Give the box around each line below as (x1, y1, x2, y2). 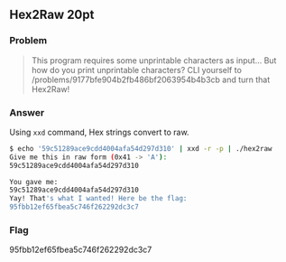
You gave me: (9, 177, 59, 186)
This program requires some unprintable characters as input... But (31, 54, 277, 66)
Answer (9, 106, 45, 118)
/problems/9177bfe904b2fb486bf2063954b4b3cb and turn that (31, 74, 271, 85)
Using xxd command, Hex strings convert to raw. (9, 126, 189, 137)
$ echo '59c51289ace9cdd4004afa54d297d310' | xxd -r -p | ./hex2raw (9, 144, 272, 153)
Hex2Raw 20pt (9, 7, 95, 23)
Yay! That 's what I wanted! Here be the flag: (9, 194, 188, 203)
